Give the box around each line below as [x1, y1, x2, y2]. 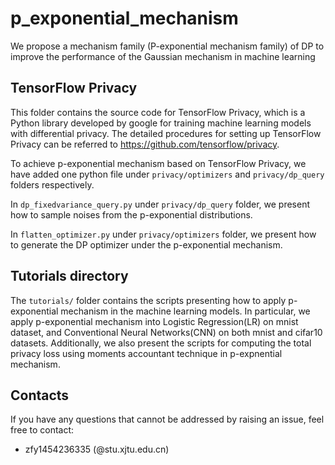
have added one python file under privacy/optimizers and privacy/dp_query [10, 168, 325, 180]
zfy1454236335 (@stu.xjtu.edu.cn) [24, 443, 170, 456]
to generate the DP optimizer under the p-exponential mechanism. [10, 238, 283, 251]
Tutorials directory [10, 268, 129, 285]
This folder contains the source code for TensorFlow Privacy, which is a [10, 106, 306, 118]
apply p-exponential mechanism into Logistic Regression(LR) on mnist [10, 315, 299, 327]
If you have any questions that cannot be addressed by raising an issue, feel [10, 413, 325, 426]
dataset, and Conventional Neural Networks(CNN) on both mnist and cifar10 [10, 326, 323, 338]
